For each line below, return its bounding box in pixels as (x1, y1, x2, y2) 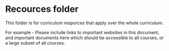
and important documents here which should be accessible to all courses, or (5, 35, 164, 41)
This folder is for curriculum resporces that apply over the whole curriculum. (5, 20, 163, 26)
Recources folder (5, 3, 79, 15)
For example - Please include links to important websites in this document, (5, 29, 159, 35)
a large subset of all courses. (5, 40, 65, 46)
